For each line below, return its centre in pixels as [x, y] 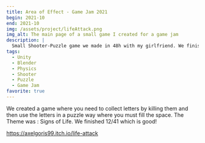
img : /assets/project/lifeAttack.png [54, 29]
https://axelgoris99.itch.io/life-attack [52, 133]
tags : [13, 52]
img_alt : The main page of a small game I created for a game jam [92, 35]
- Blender [24, 63]
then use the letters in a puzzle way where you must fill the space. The [95, 115]
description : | [26, 40]
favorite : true [26, 91]
